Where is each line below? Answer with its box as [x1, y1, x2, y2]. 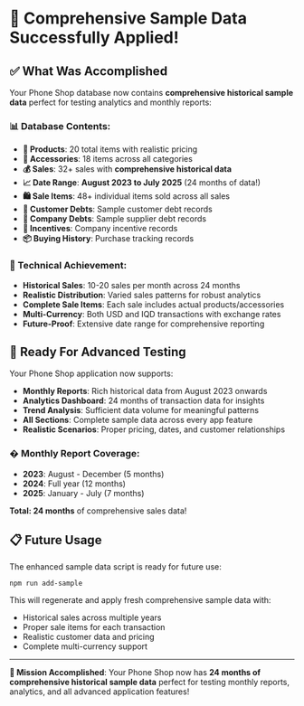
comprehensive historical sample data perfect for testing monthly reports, [9, 677, 290, 688]
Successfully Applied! [9, 27, 179, 48]
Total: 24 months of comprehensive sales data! [9, 505, 187, 516]
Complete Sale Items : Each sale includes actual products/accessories [22, 298, 285, 310]
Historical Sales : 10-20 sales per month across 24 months [22, 279, 241, 290]
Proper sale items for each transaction [22, 622, 166, 633]
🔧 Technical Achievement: [9, 259, 128, 272]
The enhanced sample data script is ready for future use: [9, 560, 222, 572]
